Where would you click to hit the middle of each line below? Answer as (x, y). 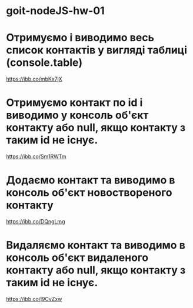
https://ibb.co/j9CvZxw (34, 299)
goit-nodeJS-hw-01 (55, 11)
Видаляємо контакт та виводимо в (96, 245)
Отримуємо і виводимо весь (80, 38)
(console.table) (44, 63)
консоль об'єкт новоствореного (89, 193)
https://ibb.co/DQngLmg (36, 221)
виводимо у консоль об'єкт (77, 115)
